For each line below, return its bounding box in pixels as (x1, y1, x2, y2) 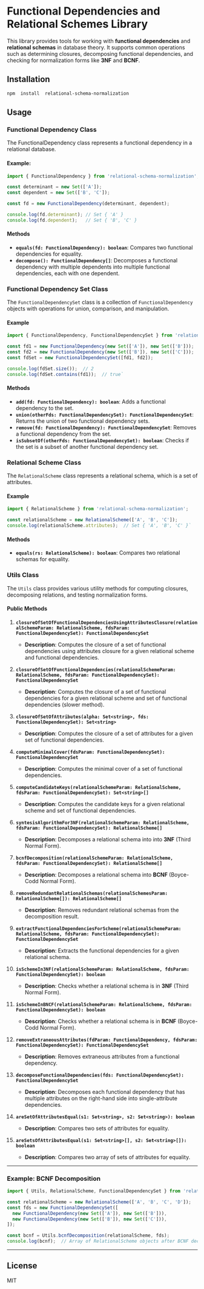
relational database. (7, 146, 56, 153)
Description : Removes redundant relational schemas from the (24, 906, 179, 914)
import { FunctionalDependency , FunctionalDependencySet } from (7, 332, 173, 338)
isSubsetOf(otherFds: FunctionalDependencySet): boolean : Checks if (15, 436, 189, 444)
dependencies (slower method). (24, 700, 105, 708)
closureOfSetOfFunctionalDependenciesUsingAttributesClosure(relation (15, 620, 198, 626)
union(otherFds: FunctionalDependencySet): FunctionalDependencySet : (15, 411, 194, 418)
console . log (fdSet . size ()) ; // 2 (7, 366, 94, 372)
